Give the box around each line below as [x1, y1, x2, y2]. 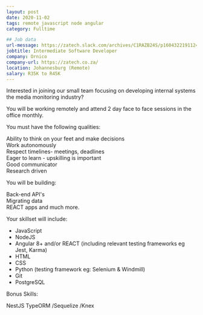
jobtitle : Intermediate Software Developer [6, 48, 118, 55]
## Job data [6, 37, 36, 43]
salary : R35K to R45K [6, 70, 61, 76]
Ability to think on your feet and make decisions [6, 135, 125, 142]
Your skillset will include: [6, 216, 68, 223]
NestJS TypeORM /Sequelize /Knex [6, 302, 95, 310]
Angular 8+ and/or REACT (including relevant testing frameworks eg [14, 240, 185, 247]
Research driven [6, 167, 47, 174]
